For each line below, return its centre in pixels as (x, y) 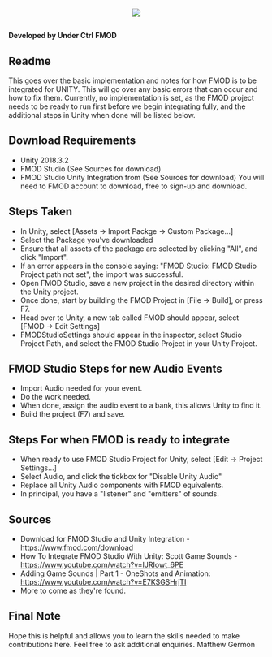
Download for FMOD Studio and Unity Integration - (105, 539)
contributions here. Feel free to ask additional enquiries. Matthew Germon (132, 644)
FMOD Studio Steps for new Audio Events (116, 369)
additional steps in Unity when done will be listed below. (102, 115)
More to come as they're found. (73, 591)
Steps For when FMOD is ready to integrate (119, 440)
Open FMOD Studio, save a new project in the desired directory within (137, 283)
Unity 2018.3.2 (44, 160)
